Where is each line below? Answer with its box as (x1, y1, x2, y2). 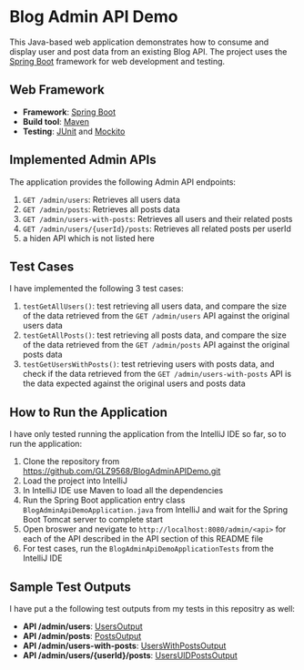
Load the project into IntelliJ (22, 475, 127, 486)
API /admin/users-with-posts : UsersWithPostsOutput (22, 640, 227, 651)
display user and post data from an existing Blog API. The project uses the (9, 46, 288, 56)
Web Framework (9, 82, 105, 97)
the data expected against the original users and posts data (22, 378, 246, 389)
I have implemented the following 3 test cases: (9, 283, 184, 294)
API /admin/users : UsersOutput (22, 621, 143, 632)
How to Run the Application (9, 404, 168, 420)
